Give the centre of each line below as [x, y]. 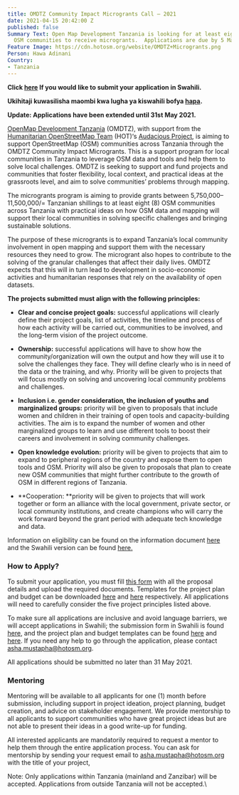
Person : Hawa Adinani [39, 54]
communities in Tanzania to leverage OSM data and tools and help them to [116, 159]
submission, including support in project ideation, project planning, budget [116, 704]
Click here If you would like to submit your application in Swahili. [105, 87]
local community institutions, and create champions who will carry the [120, 511]
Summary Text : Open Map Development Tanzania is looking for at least [114, 34]
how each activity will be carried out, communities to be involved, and [120, 327]
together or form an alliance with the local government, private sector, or [124, 503]
